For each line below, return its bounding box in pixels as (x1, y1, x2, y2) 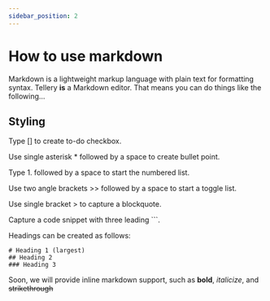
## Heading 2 (8, 254, 53, 262)
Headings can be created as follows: (8, 231, 132, 241)
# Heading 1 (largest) (8, 246, 85, 255)
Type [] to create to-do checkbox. (8, 136, 122, 146)
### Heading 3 (8, 261, 57, 269)
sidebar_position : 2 (8, 11, 79, 20)
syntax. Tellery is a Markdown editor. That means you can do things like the (8, 82, 262, 92)
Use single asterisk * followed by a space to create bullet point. (8, 152, 220, 162)
